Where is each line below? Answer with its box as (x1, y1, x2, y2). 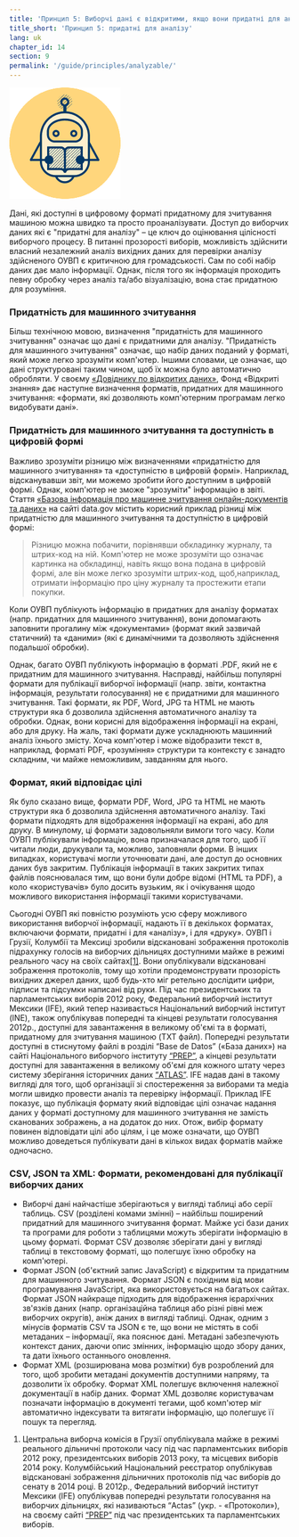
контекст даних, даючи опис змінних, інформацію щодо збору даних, (21, 1341, 287, 1352)
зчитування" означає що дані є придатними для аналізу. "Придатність (9, 335, 278, 347)
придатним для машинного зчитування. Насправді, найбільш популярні (9, 669, 282, 679)
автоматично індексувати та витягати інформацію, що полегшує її (21, 1407, 274, 1418)
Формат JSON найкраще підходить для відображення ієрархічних (21, 1294, 274, 1304)
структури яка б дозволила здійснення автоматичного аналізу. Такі (9, 805, 266, 816)
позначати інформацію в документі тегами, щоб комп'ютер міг (21, 1398, 263, 1409)
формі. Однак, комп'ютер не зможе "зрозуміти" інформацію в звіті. (9, 484, 265, 495)
